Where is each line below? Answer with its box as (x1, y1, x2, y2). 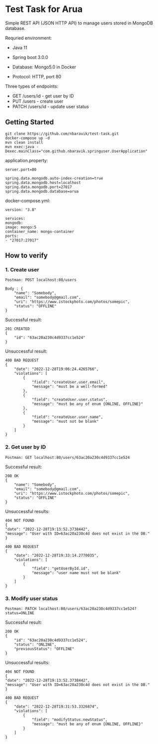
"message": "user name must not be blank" (31, 570, 121, 575)
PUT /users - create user (12, 98, 64, 104)
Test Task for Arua (5, 3, 83, 15)
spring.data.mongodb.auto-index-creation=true (5, 176, 103, 181)
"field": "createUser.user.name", (31, 415, 103, 420)
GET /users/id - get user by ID (12, 93, 74, 99)
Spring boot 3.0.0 (12, 54, 48, 60)
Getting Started (5, 118, 54, 127)
